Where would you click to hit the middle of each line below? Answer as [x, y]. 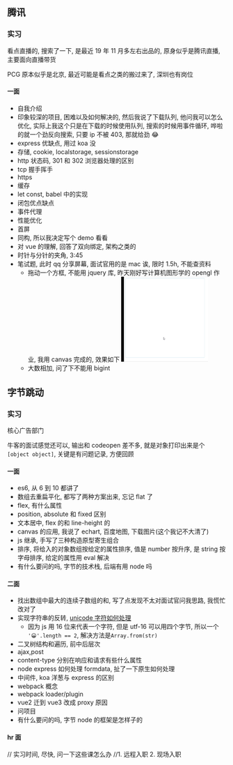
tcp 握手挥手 [35, 169]
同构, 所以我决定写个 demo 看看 [63, 237]
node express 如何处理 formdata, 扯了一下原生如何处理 [96, 669]
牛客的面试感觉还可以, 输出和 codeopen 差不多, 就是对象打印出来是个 [106, 446]
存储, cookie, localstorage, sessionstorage [78, 151]
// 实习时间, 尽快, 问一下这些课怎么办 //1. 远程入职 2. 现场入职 [95, 754]
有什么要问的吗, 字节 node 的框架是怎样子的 [80, 720]
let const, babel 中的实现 [53, 194]
